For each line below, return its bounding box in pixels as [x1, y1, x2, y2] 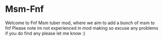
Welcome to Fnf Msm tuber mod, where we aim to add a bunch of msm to [5, 20, 155, 26]
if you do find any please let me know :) [5, 30, 85, 36]
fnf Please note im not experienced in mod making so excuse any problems [5, 25, 159, 31]
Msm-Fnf [5, 3, 44, 15]
